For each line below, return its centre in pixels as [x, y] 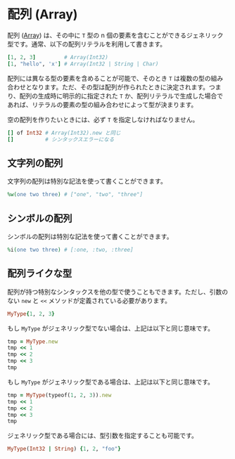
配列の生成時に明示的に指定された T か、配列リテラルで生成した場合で [121, 96]
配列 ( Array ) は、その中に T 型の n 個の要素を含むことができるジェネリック [115, 35]
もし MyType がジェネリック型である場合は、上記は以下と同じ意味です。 [111, 382]
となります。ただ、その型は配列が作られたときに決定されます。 [118, 87]
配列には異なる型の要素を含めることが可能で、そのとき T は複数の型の [109, 78]
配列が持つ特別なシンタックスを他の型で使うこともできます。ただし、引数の [118, 292]
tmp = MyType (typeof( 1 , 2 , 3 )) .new [59, 395]
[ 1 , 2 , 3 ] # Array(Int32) [58, 57]
